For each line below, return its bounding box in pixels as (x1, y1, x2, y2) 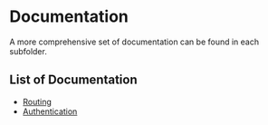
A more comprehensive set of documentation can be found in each (9, 36, 260, 47)
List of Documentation (9, 72, 138, 88)
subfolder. (9, 45, 47, 56)
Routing (22, 96, 53, 107)
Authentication (22, 106, 78, 117)
